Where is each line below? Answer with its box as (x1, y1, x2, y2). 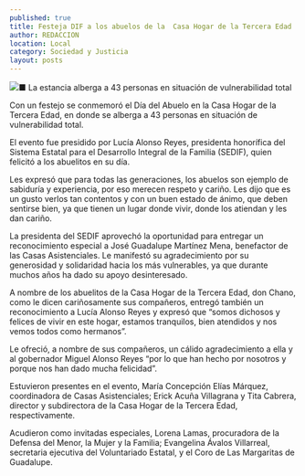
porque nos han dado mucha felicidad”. (9, 363, 158, 374)
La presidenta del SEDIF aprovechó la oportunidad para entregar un (9, 230, 264, 241)
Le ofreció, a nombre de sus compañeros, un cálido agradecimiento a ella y (9, 344, 294, 354)
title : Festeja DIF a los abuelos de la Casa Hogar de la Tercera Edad (9, 22, 292, 31)
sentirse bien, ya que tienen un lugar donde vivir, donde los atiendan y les (9, 203, 288, 214)
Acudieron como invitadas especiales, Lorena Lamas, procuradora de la (9, 428, 280, 439)
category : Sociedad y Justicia (9, 48, 129, 57)
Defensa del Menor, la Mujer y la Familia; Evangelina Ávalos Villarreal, (9, 438, 270, 448)
